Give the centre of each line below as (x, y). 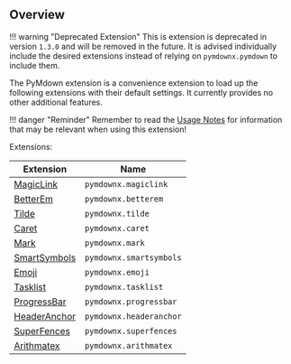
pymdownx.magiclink (126, 184)
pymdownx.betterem (124, 199)
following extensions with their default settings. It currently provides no (141, 92)
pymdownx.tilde (117, 213)
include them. (35, 65)
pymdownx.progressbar (131, 301)
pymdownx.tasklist (124, 287)
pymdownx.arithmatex (128, 345)
